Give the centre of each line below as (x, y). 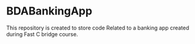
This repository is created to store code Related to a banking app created (98, 28)
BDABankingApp (49, 11)
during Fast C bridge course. (42, 34)
